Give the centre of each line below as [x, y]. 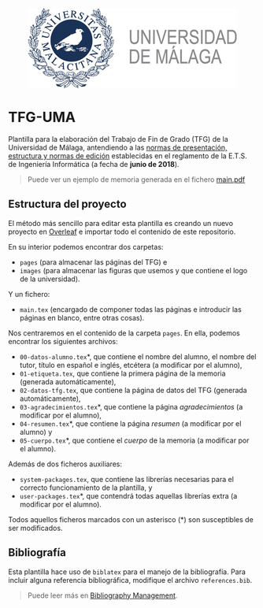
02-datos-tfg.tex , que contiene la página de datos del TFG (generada [133, 390]
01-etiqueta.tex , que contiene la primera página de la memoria [122, 373]
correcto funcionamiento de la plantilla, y [86, 488]
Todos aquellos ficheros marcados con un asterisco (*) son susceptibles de [131, 519]
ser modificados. [35, 528]
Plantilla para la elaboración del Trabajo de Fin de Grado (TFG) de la [118, 139]
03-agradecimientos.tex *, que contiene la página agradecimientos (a [131, 406]
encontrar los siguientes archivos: [63, 341]
